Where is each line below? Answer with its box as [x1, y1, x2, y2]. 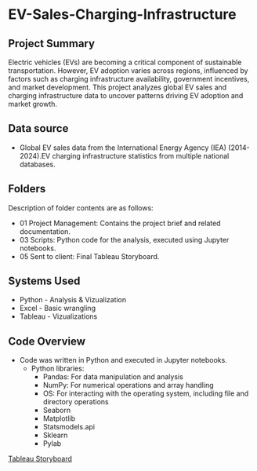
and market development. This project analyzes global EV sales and [8, 82, 227, 92]
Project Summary [8, 37, 96, 50]
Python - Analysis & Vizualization [19, 295, 127, 305]
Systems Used [8, 275, 81, 288]
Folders [8, 182, 46, 195]
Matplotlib [42, 414, 76, 423]
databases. [19, 159, 56, 169]
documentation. [19, 226, 71, 236]
